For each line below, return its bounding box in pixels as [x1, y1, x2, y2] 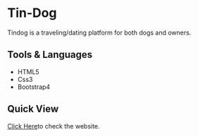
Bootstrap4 [17, 83, 51, 91]
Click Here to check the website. [7, 121, 100, 130]
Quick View [7, 103, 59, 115]
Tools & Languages [7, 49, 93, 61]
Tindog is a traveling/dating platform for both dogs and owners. [7, 28, 192, 37]
